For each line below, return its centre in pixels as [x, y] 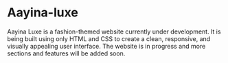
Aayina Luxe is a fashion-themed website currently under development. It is [114, 32]
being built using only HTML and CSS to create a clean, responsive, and [109, 38]
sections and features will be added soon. [66, 53]
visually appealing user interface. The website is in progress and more [106, 46]
